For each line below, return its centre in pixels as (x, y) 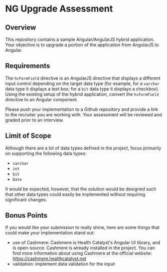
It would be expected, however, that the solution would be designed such (81, 189)
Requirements (28, 66)
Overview (21, 27)
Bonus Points (26, 215)
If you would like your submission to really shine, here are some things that (82, 228)
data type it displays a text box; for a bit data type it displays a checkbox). (82, 89)
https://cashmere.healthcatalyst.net (49, 259)
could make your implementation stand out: (50, 233)
